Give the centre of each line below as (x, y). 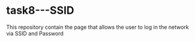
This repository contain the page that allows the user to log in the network (97, 27)
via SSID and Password (35, 33)
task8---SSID (40, 10)
